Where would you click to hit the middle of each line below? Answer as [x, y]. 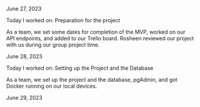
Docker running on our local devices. [52, 86]
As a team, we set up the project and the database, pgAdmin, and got [92, 80]
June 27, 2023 [24, 9]
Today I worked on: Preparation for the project [63, 20]
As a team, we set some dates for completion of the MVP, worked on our [96, 32]
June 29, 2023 [25, 98]
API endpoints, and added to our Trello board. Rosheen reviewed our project [100, 38]
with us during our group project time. [53, 45]
